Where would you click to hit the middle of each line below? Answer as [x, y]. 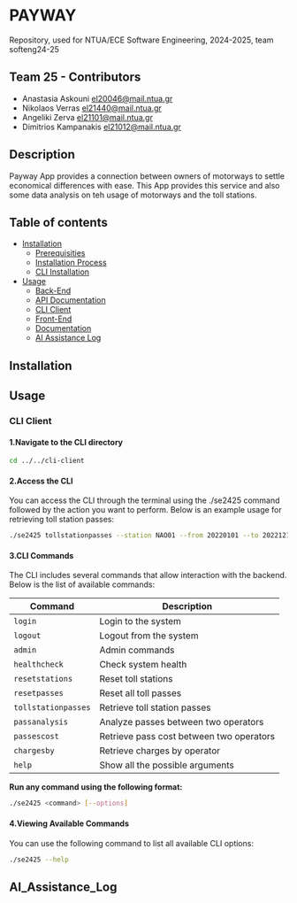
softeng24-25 [34, 49]
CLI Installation [62, 272]
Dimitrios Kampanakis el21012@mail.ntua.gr [101, 127]
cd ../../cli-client [47, 461]
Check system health [143, 665]
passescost [36, 737]
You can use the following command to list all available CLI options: [132, 843]
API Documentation [70, 300]
